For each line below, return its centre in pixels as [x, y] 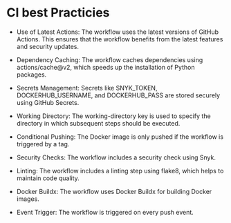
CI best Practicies [58, 13]
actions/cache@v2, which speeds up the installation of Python [105, 67]
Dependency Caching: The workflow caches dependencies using [110, 59]
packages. [31, 75]
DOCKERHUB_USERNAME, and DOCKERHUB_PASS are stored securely [118, 95]
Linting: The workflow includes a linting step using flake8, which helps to [120, 171]
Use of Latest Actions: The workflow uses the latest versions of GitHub [118, 32]
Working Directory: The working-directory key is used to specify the [114, 116]
